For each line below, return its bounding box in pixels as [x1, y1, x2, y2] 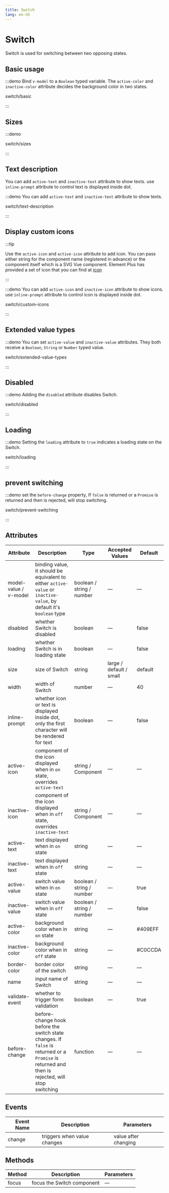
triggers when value [42, 1133, 89, 1140]
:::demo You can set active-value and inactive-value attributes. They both [5, 339, 161, 345]
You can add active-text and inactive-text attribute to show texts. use [5, 178, 154, 184]
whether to [35, 989, 61, 996]
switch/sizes [5, 141, 31, 147]
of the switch [35, 967, 66, 974]
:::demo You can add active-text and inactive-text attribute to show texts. [5, 193, 162, 199]
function [74, 1048, 94, 1055]
